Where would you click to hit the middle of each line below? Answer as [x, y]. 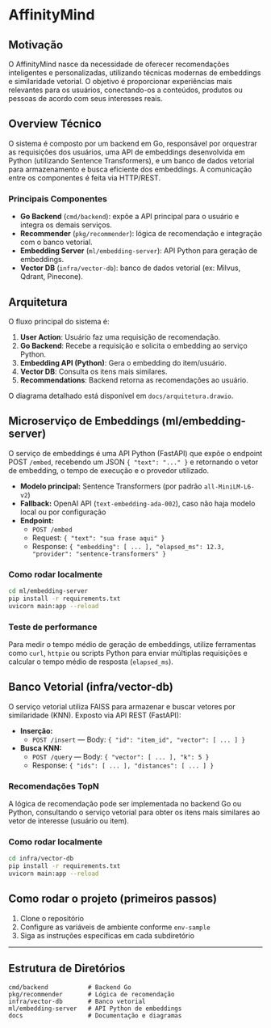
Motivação [36, 45]
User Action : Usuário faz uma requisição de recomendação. [120, 336]
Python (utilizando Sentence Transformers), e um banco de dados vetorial [131, 160]
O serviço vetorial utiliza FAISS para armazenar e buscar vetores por [122, 706]
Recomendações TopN [54, 786]
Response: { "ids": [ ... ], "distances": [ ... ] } [123, 765]
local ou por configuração [63, 512]
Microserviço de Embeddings [84, 421]
